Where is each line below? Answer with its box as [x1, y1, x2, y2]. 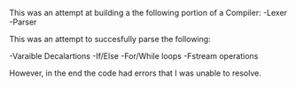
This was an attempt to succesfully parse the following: [9, 34, 211, 44]
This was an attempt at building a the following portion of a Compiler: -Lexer [9, 8, 288, 18]
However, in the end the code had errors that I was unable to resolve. [9, 68, 261, 78]
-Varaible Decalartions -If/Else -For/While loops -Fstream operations [9, 51, 259, 61]
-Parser [9, 17, 37, 27]
